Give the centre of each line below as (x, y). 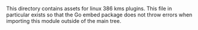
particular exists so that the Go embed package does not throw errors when (99, 15)
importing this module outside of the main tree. (64, 21)
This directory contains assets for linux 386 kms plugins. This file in (89, 9)
